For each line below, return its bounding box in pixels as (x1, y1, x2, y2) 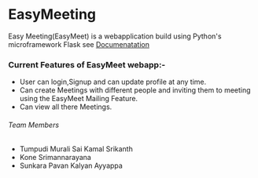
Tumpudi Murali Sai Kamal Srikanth (19, 144, 134, 154)
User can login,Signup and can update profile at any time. (19, 77, 207, 87)
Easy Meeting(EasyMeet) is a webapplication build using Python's (8, 31, 222, 41)
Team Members (8, 120, 60, 129)
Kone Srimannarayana (19, 153, 92, 162)
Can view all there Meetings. (19, 102, 112, 111)
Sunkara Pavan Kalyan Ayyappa (19, 161, 123, 170)
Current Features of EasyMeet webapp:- (8, 59, 166, 70)
